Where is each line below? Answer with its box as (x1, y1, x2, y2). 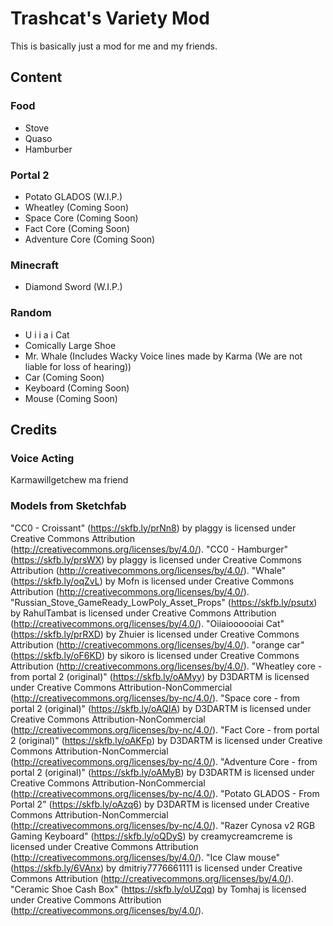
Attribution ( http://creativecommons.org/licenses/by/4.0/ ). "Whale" (10, 564, 287, 576)
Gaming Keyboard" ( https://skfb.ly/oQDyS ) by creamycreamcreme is (10, 830, 293, 842)
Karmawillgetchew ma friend (10, 474, 129, 486)
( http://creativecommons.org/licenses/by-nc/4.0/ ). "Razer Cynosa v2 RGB (10, 819, 316, 831)
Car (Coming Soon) (24, 371, 105, 383)
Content (10, 69, 63, 86)
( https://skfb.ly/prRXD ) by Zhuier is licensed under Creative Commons (10, 628, 300, 640)
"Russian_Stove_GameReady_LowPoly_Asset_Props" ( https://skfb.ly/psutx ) (10, 596, 318, 608)
